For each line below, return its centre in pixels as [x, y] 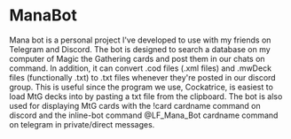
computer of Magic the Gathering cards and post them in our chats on [137, 58]
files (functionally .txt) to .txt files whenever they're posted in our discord [143, 77]
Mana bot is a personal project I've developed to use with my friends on [140, 40]
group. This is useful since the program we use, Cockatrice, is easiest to [141, 87]
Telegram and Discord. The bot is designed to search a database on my [140, 49]
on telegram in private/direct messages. [82, 124]
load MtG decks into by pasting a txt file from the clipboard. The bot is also [146, 96]
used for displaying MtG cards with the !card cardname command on [135, 105]
